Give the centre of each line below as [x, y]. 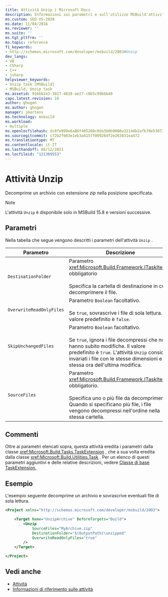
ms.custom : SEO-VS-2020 [30, 19]
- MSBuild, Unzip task [29, 89]
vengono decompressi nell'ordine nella [114, 410]
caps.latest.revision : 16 [32, 98]
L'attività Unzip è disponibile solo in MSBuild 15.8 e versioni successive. [78, 212]
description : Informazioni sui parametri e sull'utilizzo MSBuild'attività [86, 15]
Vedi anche [23, 572]
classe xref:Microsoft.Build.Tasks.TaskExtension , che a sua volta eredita [80, 452]
